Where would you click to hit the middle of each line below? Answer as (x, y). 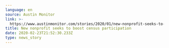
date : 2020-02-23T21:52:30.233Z (39, 33)
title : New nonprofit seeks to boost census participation (68, 28)
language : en (19, 10)
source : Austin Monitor (30, 14)
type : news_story (23, 38)
